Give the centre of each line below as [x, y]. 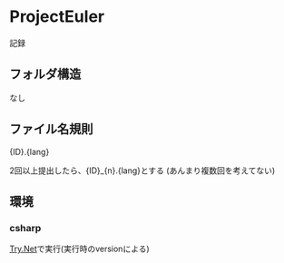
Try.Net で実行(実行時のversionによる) [79, 249]
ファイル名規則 [51, 129]
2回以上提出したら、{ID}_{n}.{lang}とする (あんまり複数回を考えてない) [142, 170]
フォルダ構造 [45, 74]
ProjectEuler [57, 17]
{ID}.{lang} [29, 151]
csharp [25, 228]
